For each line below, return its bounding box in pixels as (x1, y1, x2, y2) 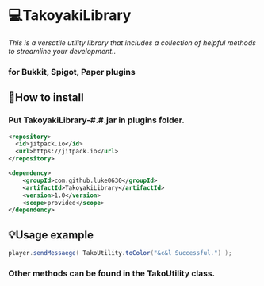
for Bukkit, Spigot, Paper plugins (8, 66, 136, 77)
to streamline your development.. (8, 46, 117, 56)
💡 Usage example (8, 228, 94, 242)
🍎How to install (8, 91, 85, 104)
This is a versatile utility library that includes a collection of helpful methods (8, 37, 256, 48)
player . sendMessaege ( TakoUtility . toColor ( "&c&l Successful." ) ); (8, 249, 232, 257)
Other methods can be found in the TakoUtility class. (8, 268, 216, 279)
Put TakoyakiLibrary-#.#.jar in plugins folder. (8, 114, 185, 126)
